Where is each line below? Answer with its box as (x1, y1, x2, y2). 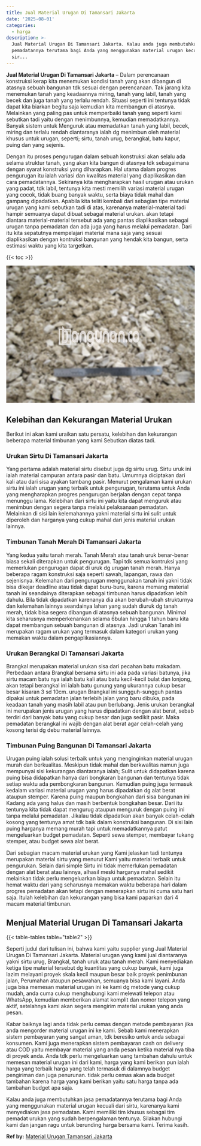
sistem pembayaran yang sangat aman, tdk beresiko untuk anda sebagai (6, 1033, 185, 1041)
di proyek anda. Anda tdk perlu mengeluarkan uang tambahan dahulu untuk (6, 1052, 193, 1060)
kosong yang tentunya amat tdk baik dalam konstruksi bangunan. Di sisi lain (6, 819, 193, 826)
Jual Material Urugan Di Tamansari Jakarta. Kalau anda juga (11, 41, 167, 47)
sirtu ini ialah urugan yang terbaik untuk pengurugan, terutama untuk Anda (6, 484, 190, 491)
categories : (6, 22, 36, 28)
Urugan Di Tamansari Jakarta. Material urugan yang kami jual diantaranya (6, 952, 187, 959)
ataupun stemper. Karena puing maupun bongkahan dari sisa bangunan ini (6, 793, 190, 800)
